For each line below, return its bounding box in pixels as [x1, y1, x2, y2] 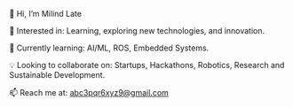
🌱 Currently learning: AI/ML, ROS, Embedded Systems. [9, 42, 210, 53]
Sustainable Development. [9, 70, 106, 80]
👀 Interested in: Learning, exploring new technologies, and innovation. [9, 26, 265, 35]
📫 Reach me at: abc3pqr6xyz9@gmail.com [9, 88, 169, 97]
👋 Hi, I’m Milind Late [9, 9, 83, 19]
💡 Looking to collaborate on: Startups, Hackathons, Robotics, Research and [9, 60, 285, 70]
